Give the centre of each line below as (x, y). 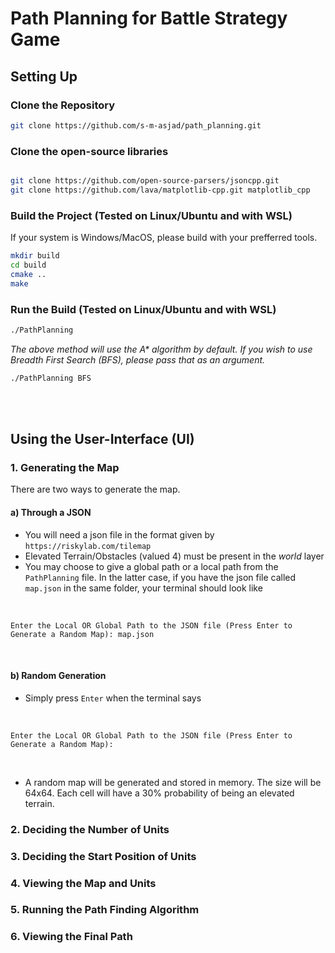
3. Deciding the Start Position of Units (103, 856)
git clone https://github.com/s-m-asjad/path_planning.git (136, 125)
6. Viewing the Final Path (71, 937)
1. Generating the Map (65, 467)
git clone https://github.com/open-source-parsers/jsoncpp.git (145, 181)
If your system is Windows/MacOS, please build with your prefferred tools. (164, 238)
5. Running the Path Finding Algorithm (105, 910)
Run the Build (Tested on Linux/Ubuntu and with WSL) (143, 309)
